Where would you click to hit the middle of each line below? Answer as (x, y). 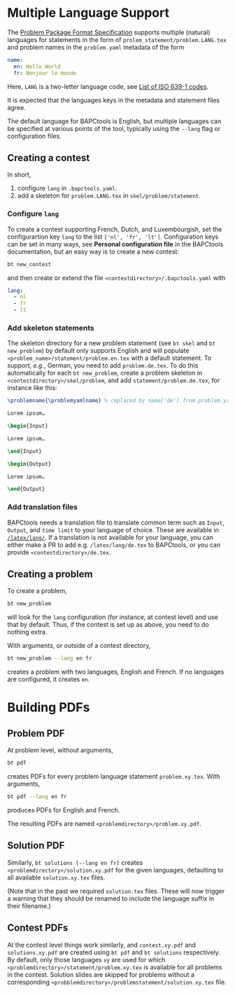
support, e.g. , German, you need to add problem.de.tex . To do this (103, 366)
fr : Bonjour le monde (45, 73)
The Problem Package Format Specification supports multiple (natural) (109, 32)
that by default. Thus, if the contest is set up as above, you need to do (108, 625)
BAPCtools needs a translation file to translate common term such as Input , (116, 522)
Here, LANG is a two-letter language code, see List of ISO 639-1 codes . (108, 86)
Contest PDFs (38, 928)
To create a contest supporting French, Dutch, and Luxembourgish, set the (115, 229)
